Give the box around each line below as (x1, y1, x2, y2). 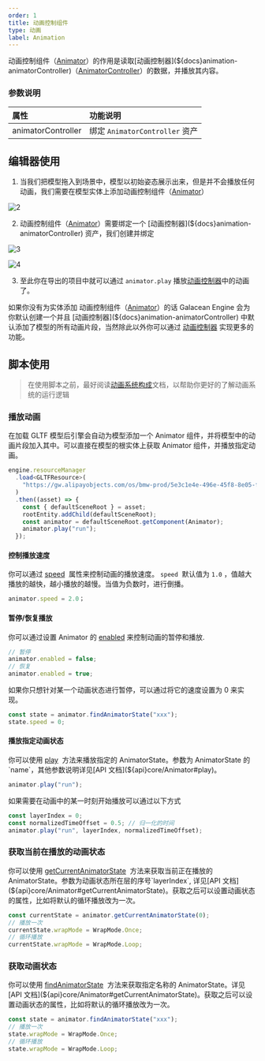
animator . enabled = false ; (8, 656, 97, 663)
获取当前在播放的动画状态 (8, 846, 106, 857)
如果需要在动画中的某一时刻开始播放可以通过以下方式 (8, 796, 181, 805)
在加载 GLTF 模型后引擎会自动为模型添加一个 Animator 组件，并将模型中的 (8, 431, 249, 440)
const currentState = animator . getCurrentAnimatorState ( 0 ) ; (8, 911, 211, 919)
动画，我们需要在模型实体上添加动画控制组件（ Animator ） (19, 187, 209, 196)
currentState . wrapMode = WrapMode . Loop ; (8, 940, 144, 949)
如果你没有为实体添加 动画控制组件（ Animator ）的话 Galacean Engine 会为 (8, 303, 251, 312)
